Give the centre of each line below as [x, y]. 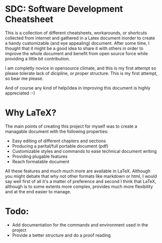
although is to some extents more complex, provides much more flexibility [79, 187]
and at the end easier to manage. [38, 191]
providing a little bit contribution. [38, 58]
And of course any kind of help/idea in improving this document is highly [78, 88]
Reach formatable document [41, 161]
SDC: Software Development [64, 9]
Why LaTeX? [31, 113]
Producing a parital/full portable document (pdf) [60, 146]
